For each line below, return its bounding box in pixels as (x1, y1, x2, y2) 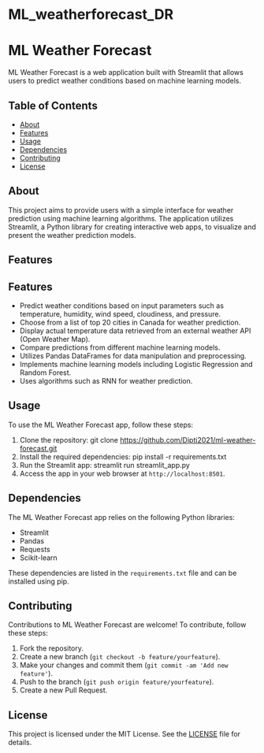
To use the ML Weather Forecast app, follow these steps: (8, 420, 194, 429)
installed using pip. (8, 577, 69, 586)
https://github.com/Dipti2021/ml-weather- (119, 435, 256, 444)
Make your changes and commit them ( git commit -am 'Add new (19, 660, 229, 670)
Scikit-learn (19, 553, 58, 562)
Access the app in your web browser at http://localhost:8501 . (19, 469, 225, 478)
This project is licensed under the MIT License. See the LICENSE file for (8, 729, 241, 739)
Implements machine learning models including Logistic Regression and (19, 359, 254, 369)
